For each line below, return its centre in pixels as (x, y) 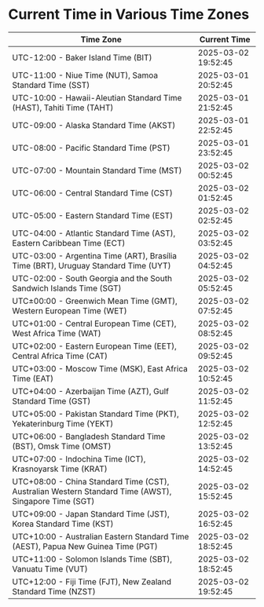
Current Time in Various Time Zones (129, 15)
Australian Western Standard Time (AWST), (92, 491)
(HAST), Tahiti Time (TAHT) (63, 108)
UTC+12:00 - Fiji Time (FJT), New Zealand (92, 581)
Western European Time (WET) (70, 310)
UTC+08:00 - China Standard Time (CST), (91, 481)
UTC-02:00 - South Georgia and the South (92, 278)
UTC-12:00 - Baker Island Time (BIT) (82, 57)
